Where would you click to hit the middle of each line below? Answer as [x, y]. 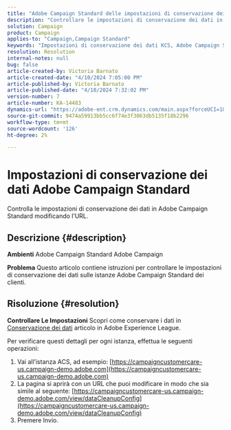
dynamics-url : [27, 109]
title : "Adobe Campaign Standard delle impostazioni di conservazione [110, 13]
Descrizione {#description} [67, 238]
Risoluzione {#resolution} [63, 304]
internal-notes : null [38, 58]
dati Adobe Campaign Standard [99, 190]
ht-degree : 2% [27, 135]
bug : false [23, 65]
